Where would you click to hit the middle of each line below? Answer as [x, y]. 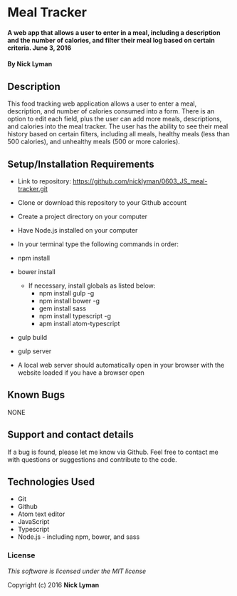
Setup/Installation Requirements [81, 164]
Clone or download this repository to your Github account [102, 203]
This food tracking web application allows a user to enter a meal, [102, 103]
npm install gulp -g [67, 293]
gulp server [35, 351]
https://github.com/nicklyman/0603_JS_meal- [140, 181]
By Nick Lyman [30, 64]
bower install [36, 272]
